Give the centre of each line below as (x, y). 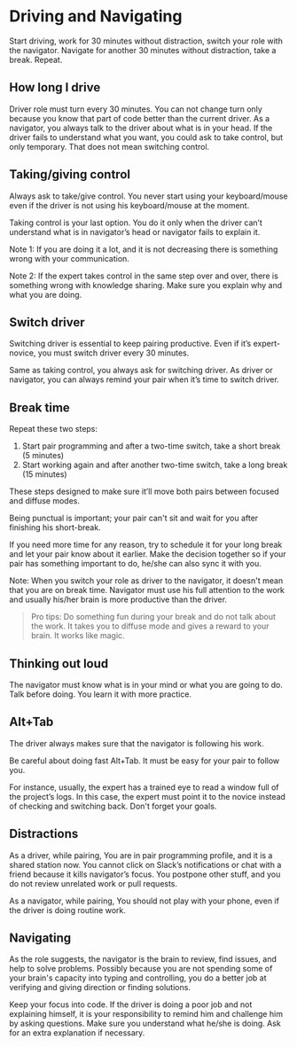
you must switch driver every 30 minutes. (113, 353)
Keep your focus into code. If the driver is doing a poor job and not (131, 1004)
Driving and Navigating (96, 16)
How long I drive (55, 87)
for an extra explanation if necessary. (77, 1033)
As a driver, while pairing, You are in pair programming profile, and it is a (141, 855)
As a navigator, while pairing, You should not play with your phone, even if (144, 901)
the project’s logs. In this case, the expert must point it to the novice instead (148, 796)
